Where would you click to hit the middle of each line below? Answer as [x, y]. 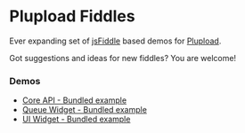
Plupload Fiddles [72, 16]
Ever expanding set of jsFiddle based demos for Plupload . [115, 41]
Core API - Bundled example [74, 100]
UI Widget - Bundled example [76, 119]
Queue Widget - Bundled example [84, 110]
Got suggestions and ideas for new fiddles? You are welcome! [123, 58]
